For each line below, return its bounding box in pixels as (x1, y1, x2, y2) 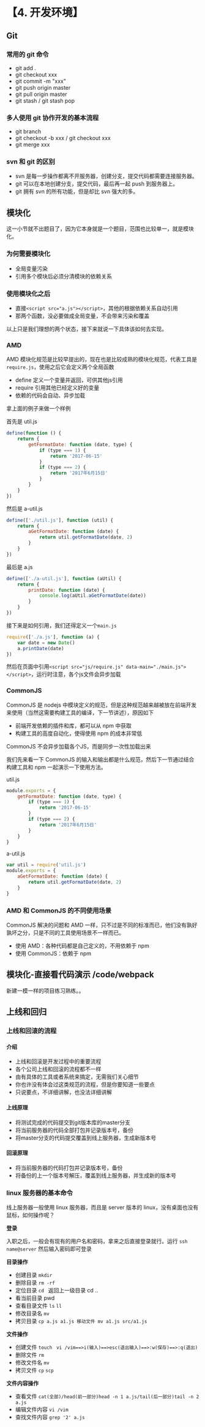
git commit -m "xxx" (15, 77, 66, 85)
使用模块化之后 (6, 289, 51, 298)
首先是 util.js (6, 418, 38, 425)
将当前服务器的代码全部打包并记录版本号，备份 (15, 1126, 133, 1134)
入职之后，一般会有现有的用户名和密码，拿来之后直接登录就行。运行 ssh (6, 1238, 188, 1245)
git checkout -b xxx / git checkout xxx (15, 135, 111, 142)
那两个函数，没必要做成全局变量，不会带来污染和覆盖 (15, 312, 150, 320)
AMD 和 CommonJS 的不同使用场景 (6, 906, 112, 914)
